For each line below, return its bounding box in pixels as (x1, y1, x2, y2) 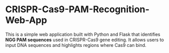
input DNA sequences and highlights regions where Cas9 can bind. (5, 42, 147, 48)
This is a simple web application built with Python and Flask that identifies (5, 31, 161, 37)
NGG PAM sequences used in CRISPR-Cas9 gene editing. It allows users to (5, 37, 164, 43)
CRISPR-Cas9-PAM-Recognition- (5, 4, 150, 15)
